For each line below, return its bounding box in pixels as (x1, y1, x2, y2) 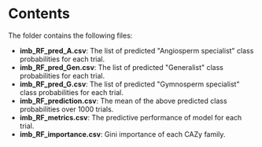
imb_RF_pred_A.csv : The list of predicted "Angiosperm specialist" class (19, 46, 254, 55)
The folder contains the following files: (8, 31, 133, 40)
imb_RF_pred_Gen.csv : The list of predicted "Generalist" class (19, 62, 224, 72)
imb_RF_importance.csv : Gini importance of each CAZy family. (19, 129, 226, 138)
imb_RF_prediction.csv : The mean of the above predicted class (19, 96, 227, 105)
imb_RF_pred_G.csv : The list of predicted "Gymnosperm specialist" (19, 79, 240, 89)
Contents (8, 5, 71, 23)
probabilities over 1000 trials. (19, 104, 114, 114)
